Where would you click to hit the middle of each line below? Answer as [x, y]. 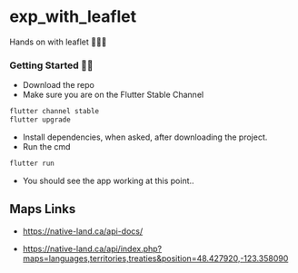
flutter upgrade [40, 120]
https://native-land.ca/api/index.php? [92, 249]
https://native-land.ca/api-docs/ [83, 231]
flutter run [32, 163]
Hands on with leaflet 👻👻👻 [58, 42]
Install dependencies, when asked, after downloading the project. [145, 137]
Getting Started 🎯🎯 [51, 65]
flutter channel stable [55, 112]
